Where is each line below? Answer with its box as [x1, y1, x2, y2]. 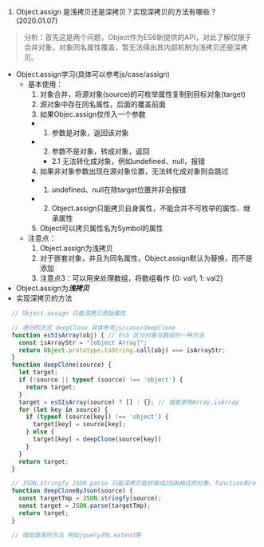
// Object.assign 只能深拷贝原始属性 [11, 309, 126, 317]
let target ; [18, 369, 58, 377]
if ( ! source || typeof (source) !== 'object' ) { [18, 376, 183, 384]
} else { [25, 428, 55, 436]
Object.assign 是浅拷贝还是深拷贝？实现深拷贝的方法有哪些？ [15, 7, 218, 16]
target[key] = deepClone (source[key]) [33, 435, 162, 443]
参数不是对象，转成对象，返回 [51, 146, 150, 156]
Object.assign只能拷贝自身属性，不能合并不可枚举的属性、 [51, 203, 244, 213]
